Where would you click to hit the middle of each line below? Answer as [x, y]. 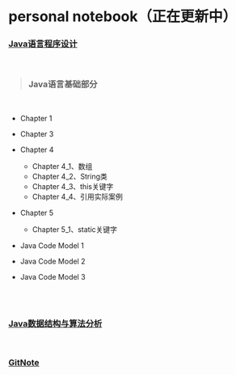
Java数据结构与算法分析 [55, 323]
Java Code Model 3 [53, 276]
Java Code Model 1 [52, 245]
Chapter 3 [37, 133]
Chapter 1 [36, 118]
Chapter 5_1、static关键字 [75, 229]
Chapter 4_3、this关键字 [73, 186]
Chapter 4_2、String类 [70, 176]
